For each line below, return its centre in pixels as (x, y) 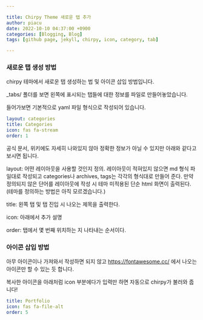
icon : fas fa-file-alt (35, 307)
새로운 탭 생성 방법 (32, 67)
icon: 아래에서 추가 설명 (34, 217)
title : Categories (29, 125)
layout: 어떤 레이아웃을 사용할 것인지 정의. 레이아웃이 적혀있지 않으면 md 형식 (98, 168)
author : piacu (24, 23)
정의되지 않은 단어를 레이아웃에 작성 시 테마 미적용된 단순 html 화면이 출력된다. (99, 184)
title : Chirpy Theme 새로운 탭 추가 (49, 17)
